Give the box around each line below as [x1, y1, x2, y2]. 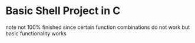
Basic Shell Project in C [5, 4, 121, 18]
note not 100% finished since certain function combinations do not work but [5, 24, 190, 31]
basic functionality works [5, 29, 67, 37]
